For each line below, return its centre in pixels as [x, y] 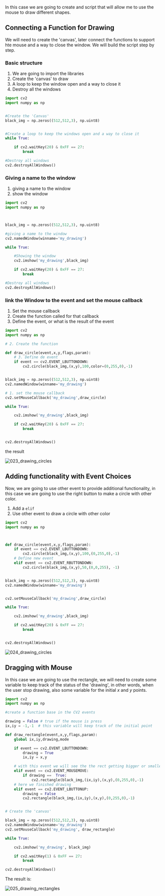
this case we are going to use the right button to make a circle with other [79, 494]
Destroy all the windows [37, 89]
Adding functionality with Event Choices [68, 477]
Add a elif [23, 508]
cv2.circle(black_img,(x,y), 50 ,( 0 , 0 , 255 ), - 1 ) [71, 567]
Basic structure [24, 62]
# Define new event [34, 558]
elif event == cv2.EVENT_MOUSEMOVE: [52, 771]
